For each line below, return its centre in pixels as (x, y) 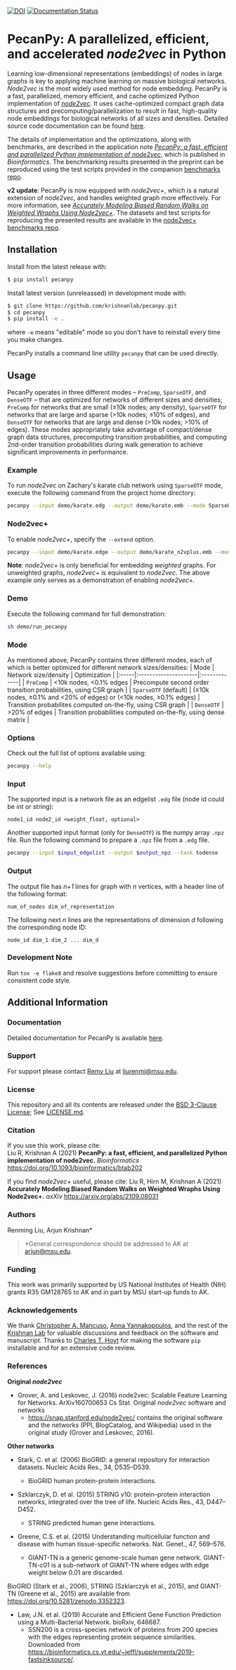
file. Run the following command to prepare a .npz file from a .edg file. (108, 840)
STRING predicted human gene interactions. (92, 1523)
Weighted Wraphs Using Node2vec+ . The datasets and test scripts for (109, 212)
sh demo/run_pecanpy (38, 626)
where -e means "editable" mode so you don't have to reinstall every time (114, 332)
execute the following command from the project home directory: (101, 493)
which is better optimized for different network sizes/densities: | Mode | (111, 667)
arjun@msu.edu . (48, 1251)
